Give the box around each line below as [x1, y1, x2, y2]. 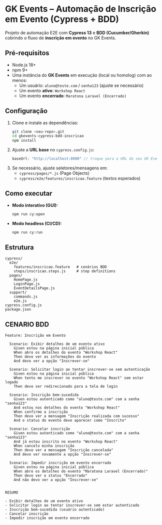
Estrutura [5, 244, 34, 252]
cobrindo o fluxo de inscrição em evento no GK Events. [5, 35, 116, 41]
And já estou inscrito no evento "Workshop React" [14, 439, 118, 444]
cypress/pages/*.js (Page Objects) [19, 170, 89, 176]
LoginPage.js [14, 281, 40, 287]
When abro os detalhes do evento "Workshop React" [14, 350, 118, 355]
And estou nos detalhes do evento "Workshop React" [14, 405, 120, 410]
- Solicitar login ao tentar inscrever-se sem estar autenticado [5, 503, 139, 508]
